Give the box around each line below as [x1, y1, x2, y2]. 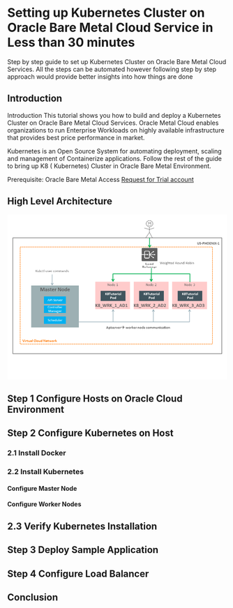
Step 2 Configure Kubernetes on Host [7, 427, 174, 439]
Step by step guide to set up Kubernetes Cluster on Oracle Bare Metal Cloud [7, 57, 227, 66]
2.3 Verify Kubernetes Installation [7, 520, 158, 532]
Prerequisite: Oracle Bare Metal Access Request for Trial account [7, 175, 194, 183]
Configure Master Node [7, 484, 77, 492]
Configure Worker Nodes [7, 500, 82, 508]
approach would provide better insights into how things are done [7, 72, 193, 81]
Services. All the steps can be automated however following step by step [7, 65, 217, 73]
